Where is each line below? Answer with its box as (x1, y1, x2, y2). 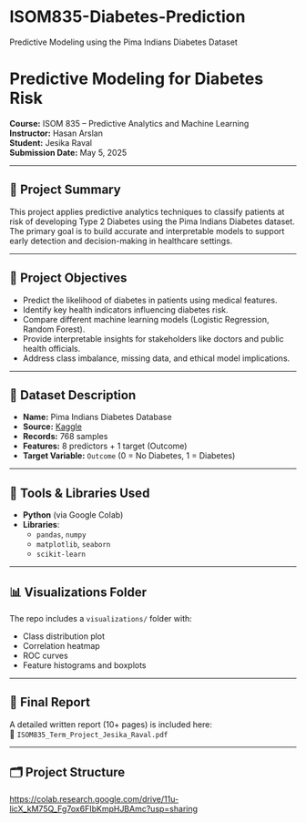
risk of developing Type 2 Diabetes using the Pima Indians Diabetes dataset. (9, 216, 296, 227)
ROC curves (22, 650, 68, 661)
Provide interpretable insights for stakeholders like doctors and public (22, 333, 284, 344)
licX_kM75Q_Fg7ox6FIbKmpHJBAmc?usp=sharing (9, 803, 199, 814)
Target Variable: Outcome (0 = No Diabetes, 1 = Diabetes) (22, 450, 236, 461)
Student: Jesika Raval (9, 137, 93, 148)
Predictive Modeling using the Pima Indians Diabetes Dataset (9, 36, 239, 47)
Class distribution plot (22, 631, 106, 642)
